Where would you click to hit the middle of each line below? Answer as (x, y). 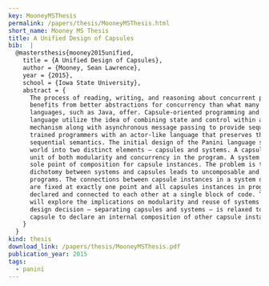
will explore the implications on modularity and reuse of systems (145, 202)
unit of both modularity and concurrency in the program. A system (145, 157)
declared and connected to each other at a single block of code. (143, 194)
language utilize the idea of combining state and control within (143, 120)
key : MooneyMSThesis (43, 16)
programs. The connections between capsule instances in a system (143, 180)
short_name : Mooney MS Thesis (59, 30)
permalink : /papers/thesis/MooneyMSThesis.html (89, 23)
